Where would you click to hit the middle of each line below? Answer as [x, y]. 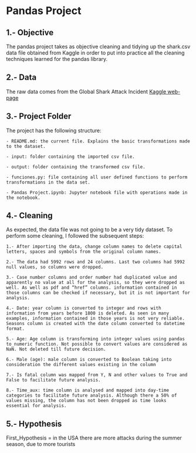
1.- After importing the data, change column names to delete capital [94, 247]
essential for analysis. [36, 406]
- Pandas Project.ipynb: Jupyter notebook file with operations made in [97, 192]
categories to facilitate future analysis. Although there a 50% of [92, 395]
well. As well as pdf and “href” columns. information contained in [92, 288]
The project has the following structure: [54, 130]
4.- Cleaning [29, 216]
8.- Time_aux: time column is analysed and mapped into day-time [87, 391]
